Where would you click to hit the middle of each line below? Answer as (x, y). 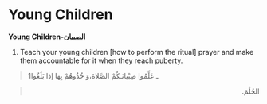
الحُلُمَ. (251, 91)
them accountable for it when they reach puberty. (101, 60)
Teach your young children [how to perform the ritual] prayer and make (137, 52)
